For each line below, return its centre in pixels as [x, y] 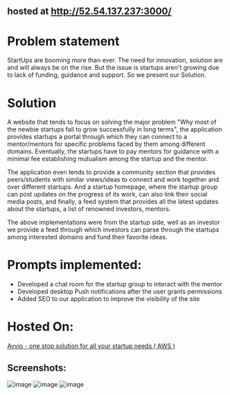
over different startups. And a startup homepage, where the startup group [113, 187]
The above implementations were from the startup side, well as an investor [114, 222]
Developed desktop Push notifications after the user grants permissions [120, 292]
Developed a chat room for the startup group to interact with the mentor [120, 284]
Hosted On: [41, 327]
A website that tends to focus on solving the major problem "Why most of [112, 122]
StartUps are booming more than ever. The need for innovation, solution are [115, 60]
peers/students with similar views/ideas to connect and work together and [113, 180]
